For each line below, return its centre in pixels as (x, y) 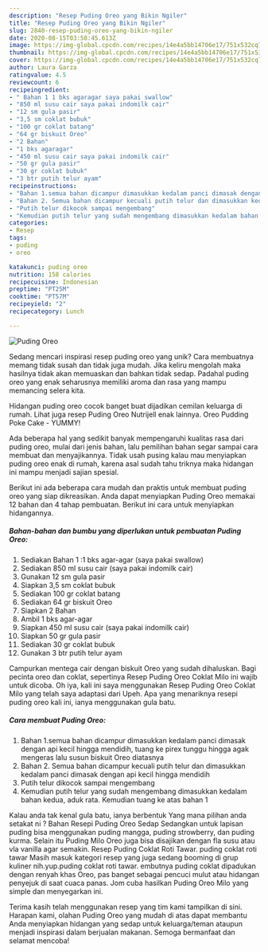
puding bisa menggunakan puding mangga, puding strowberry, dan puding (132, 832)
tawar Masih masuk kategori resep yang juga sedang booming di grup (124, 857)
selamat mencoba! (39, 940)
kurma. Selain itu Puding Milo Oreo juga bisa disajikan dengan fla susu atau (132, 840)
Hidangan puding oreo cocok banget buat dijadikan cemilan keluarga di (126, 405)
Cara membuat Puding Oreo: (58, 720)
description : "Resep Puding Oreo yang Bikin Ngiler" (98, 16)
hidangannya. (31, 513)
